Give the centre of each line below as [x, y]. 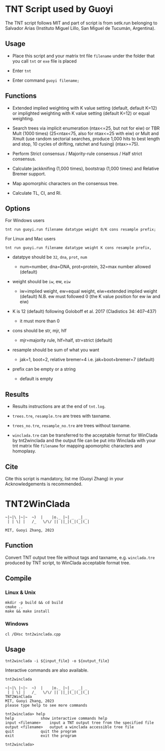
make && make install [27, 611]
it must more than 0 [40, 321]
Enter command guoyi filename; [46, 80]
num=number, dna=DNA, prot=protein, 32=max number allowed [85, 267]
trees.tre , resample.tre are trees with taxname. [61, 416]
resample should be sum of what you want [56, 350]
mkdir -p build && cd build [34, 603]
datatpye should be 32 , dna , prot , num [50, 257]
